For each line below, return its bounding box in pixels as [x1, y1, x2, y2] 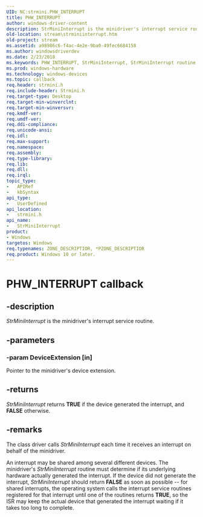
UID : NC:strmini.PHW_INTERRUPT [6, 8, 85, 15]
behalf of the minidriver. [6, 447, 66, 455]
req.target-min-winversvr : [6, 104, 74, 111]
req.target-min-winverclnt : [6, 99, 77, 105]
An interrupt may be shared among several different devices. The [6, 459, 169, 466]
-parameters [6, 335, 55, 345]
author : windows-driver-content [6, 20, 88, 26]
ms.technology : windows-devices [6, 71, 88, 77]
